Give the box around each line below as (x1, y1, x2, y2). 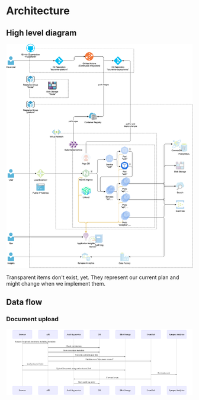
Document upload (6, 315, 59, 324)
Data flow (6, 297, 43, 308)
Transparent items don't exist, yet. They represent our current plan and (6, 274, 179, 281)
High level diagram (6, 28, 77, 38)
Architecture (6, 4, 70, 18)
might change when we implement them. (6, 280, 105, 287)
